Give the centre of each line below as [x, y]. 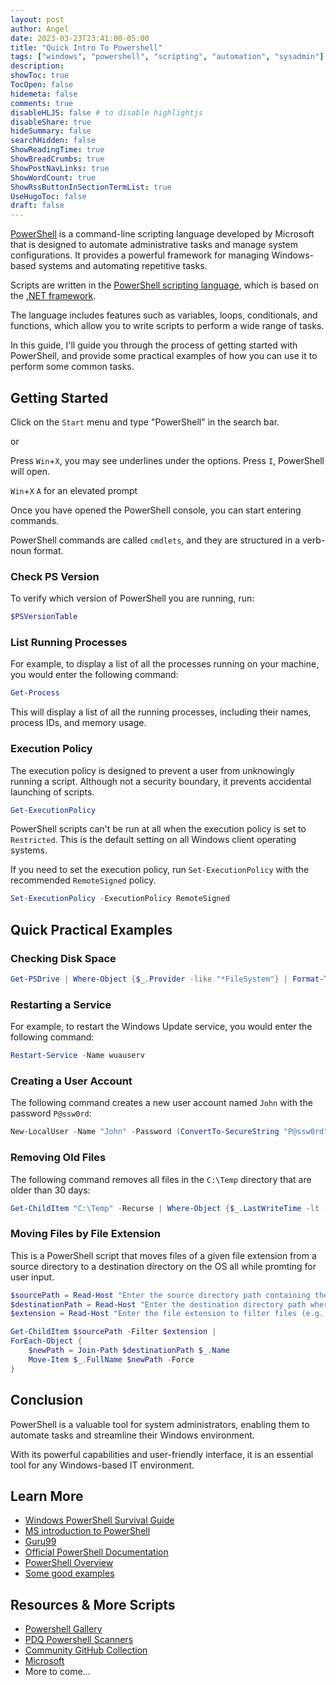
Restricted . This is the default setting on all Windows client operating [153, 840]
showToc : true [40, 76]
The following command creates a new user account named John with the [161, 1103]
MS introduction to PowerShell [87, 1531]
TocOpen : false [42, 85]
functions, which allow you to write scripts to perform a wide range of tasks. [167, 326]
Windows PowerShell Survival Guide [99, 1520]
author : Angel [40, 29]
